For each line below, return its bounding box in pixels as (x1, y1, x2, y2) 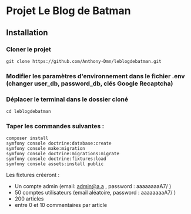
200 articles (14, 195, 44, 202)
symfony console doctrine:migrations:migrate (6, 151, 119, 157)
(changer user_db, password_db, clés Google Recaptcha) (6, 79, 173, 88)
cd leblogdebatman (6, 109, 51, 115)
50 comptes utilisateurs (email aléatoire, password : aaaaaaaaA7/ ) (14, 189, 176, 196)
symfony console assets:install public (6, 161, 104, 167)
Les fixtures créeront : (6, 172, 60, 179)
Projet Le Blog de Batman (6, 4, 131, 18)
